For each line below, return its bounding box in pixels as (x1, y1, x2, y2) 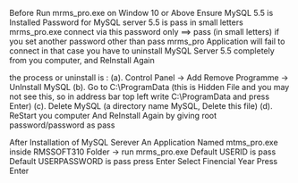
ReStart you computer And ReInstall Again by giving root (9, 111, 217, 121)
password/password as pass (9, 120, 115, 130)
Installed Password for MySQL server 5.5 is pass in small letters (9, 17, 243, 28)
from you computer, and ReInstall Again (9, 55, 155, 65)
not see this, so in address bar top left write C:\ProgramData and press (9, 91, 270, 102)
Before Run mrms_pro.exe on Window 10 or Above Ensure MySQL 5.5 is (9, 8, 274, 18)
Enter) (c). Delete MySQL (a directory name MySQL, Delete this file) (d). (9, 101, 273, 111)
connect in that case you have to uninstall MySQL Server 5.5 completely (9, 46, 275, 56)
